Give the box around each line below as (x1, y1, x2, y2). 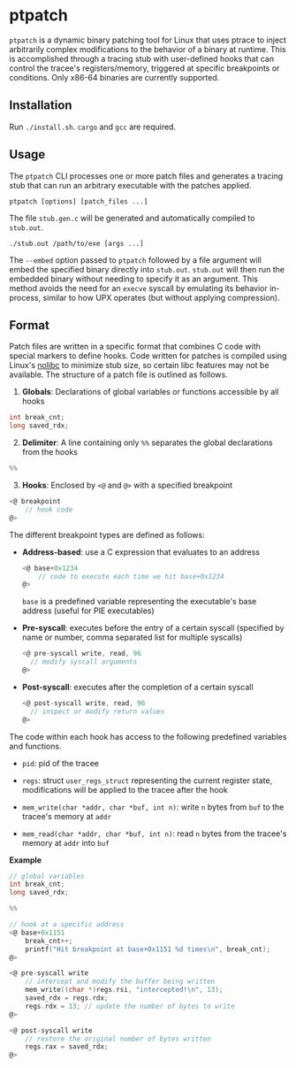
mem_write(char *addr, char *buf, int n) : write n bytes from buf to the (21, 802, 285, 812)
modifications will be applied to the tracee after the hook (21, 784, 228, 795)
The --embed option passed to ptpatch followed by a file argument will (9, 254, 262, 265)
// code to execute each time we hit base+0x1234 (38, 572, 224, 580)
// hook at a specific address (9, 920, 125, 929)
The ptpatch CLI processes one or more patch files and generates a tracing (9, 170, 284, 181)
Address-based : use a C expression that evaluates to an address (21, 546, 261, 557)
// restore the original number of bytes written (25, 1034, 212, 1043)
